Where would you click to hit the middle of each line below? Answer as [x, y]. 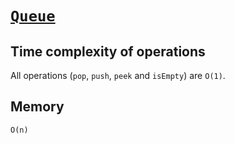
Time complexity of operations [108, 51]
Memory [37, 107]
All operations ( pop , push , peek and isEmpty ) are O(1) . [118, 75]
